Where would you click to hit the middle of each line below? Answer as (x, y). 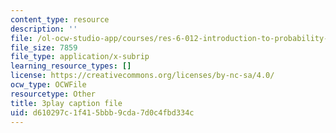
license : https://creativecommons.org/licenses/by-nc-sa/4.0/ (142, 76)
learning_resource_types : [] (71, 66)
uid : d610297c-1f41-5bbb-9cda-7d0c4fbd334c (102, 112)
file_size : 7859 (44, 47)
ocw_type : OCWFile (48, 85)
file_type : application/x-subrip (80, 57)
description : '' (44, 29)
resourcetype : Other (53, 94)
